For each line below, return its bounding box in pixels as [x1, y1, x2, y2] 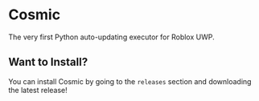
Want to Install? [8, 55, 88, 69]
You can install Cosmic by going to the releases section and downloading [8, 76, 252, 86]
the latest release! [8, 85, 68, 95]
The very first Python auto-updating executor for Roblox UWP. [8, 32, 215, 42]
